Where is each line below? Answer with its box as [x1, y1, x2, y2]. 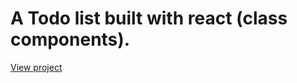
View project [10, 61, 63, 73]
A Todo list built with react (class [10, 7, 288, 30]
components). [10, 28, 131, 51]
